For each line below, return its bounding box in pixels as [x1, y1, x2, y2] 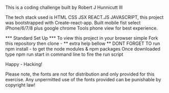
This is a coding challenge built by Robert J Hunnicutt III [5, 5, 123, 10]
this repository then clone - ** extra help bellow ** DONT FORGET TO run [5, 40, 160, 46]
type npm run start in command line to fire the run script [5, 51, 124, 57]
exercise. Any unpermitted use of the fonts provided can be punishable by [5, 77, 161, 82]
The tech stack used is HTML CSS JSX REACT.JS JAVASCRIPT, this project [5, 14, 164, 20]
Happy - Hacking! [5, 61, 42, 67]
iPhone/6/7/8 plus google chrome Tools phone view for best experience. [5, 25, 158, 31]
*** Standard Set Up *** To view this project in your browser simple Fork [5, 35, 158, 41]
